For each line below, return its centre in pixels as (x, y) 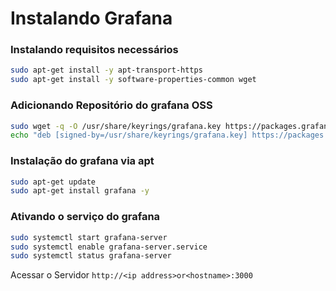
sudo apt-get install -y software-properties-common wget (133, 80)
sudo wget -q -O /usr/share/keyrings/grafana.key (116, 126)
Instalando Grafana (91, 18)
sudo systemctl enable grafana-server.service (109, 247)
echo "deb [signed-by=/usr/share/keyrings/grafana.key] (129, 135)
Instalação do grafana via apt (82, 161)
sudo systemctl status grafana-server (91, 256)
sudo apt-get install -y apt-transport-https (106, 70)
